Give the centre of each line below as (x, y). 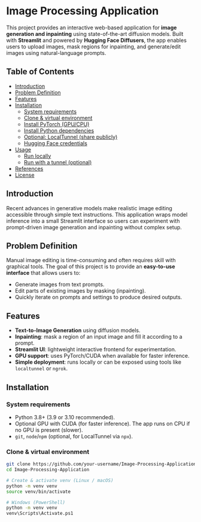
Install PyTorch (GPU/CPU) (57, 124)
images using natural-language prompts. (56, 53)
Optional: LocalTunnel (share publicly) (71, 137)
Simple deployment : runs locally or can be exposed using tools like (98, 362)
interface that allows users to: (43, 273)
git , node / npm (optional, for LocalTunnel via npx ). (74, 436)
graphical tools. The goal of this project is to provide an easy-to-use (91, 266)
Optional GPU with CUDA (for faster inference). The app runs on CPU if (102, 423)
